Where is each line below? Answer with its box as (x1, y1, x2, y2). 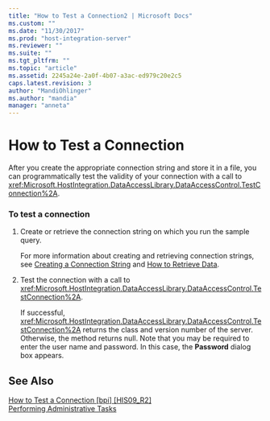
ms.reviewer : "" (8, 42, 63, 50)
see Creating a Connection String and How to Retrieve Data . (19, 259, 220, 270)
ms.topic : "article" (8, 64, 78, 72)
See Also (8, 374, 54, 387)
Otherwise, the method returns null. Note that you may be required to (19, 333, 250, 343)
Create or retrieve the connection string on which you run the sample (19, 227, 250, 237)
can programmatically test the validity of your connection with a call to (8, 171, 243, 181)
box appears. (19, 351, 64, 361)
